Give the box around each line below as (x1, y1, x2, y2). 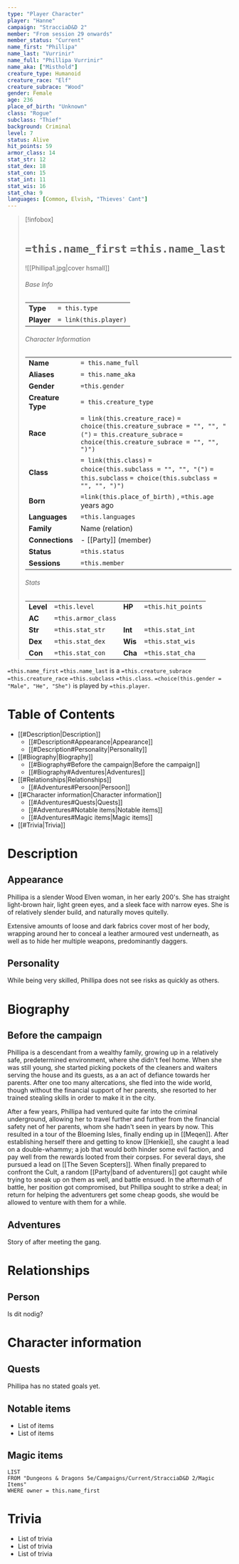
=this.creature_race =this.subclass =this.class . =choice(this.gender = (7, 673, 222, 682)
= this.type (57, 304, 98, 313)
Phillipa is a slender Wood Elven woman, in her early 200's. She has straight (7, 893, 230, 901)
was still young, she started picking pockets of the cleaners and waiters (7, 1064, 218, 1072)
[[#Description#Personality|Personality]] (28, 745, 147, 753)
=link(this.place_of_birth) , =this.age (80, 492, 214, 502)
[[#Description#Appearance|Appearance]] (28, 738, 153, 746)
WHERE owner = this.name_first (7, 1487, 100, 1494)
